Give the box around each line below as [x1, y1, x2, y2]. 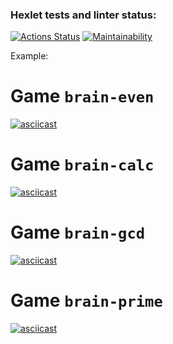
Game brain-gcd [10, 221, 146, 244]
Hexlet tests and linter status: [10, 8, 157, 22]
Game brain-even [10, 85, 155, 108]
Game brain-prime [10, 289, 163, 312]
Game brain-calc [10, 153, 155, 176]
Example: [10, 50, 49, 62]
